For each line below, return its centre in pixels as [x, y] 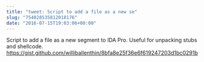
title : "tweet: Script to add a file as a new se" [72, 12]
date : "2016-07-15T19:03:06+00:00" [51, 23]
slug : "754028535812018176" [42, 17]
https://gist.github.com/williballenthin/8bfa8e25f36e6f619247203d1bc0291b [102, 53]
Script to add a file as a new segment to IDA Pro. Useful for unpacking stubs [102, 40]
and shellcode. [25, 46]
